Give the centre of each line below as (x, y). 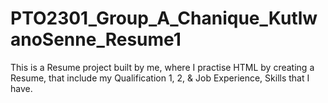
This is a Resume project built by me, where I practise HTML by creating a (162, 67)
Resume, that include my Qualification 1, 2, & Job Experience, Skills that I (160, 78)
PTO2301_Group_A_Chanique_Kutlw (164, 18)
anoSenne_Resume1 (96, 39)
